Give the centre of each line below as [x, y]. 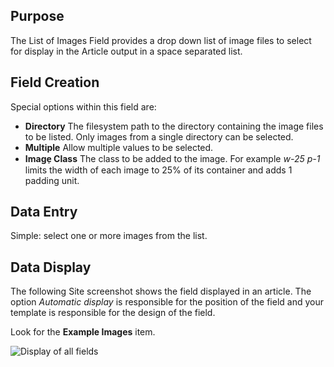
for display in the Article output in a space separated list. [126, 51]
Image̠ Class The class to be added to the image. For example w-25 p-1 [172, 158]
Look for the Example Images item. [83, 332]
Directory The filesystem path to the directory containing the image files [174, 126]
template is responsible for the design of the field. [113, 313]
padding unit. [52, 180]
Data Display [51, 267]
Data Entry [44, 212]
